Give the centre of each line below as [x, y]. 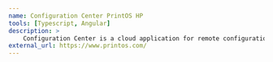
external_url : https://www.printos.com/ [78, 46]
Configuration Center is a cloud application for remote [121, 38]
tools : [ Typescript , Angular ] [60, 23]
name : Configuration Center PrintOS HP [76, 16]
